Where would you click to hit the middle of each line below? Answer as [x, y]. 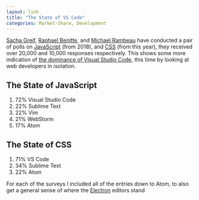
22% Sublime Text [38, 106]
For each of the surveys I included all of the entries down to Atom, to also [98, 184]
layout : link [23, 12]
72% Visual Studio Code [45, 100]
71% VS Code [32, 159]
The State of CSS [39, 145]
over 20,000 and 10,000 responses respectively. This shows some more [96, 53]
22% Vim [26, 113]
